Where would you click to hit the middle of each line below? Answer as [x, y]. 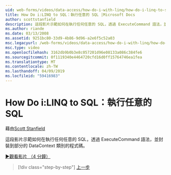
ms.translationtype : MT [31, 62]
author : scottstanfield [31, 19]
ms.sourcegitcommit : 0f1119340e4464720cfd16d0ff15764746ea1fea [74, 57]
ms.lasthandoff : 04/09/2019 [35, 72]
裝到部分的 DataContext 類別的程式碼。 [47, 146]
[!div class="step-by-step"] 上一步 [54, 167]
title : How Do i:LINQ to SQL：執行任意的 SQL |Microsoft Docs [70, 15]
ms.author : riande [25, 29]
